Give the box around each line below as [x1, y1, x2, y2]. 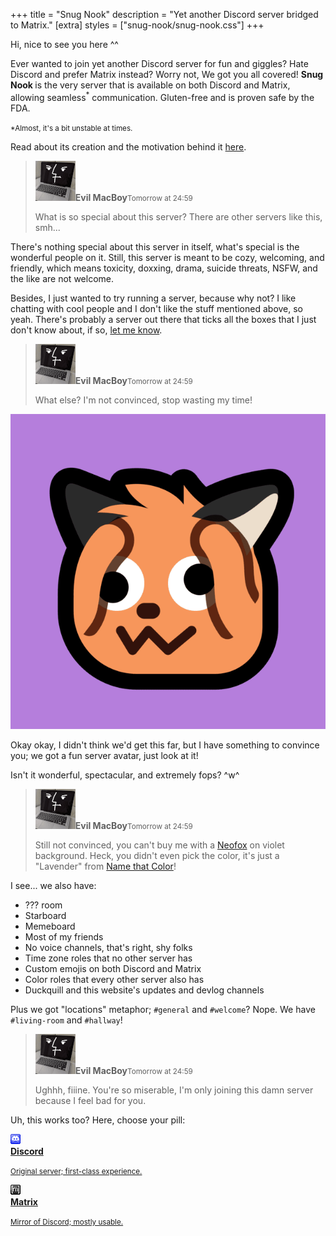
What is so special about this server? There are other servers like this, [34, 210, 323, 223]
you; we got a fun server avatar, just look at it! [10, 749, 199, 761]
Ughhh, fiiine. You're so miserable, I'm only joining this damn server [34, 1084, 314, 1096]
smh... [34, 221, 61, 233]
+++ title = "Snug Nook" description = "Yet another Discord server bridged [10, 9, 319, 20]
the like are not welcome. [10, 272, 114, 284]
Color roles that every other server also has [24, 973, 205, 985]
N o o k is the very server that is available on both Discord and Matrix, [10, 79, 291, 91]
